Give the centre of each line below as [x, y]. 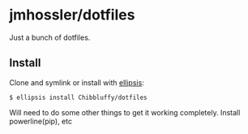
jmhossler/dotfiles [72, 15]
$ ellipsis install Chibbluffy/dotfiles [79, 97]
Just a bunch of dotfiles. [50, 37]
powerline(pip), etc [41, 121]
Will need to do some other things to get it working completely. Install [125, 112]
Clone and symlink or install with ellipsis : [77, 82]
